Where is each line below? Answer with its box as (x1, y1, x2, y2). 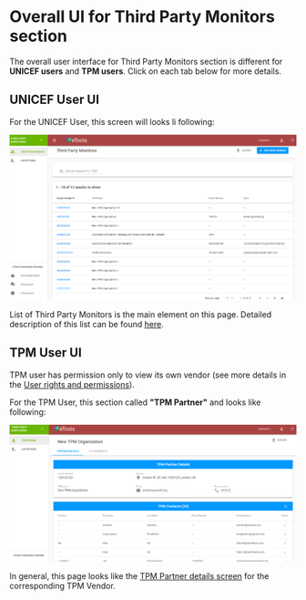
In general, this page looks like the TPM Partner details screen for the (9, 571, 270, 582)
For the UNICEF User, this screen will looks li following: (9, 116, 216, 127)
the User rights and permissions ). (9, 378, 135, 389)
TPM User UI (9, 345, 82, 361)
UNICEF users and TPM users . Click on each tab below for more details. (9, 66, 282, 77)
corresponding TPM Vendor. (9, 581, 116, 592)
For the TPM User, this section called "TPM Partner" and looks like (9, 397, 261, 408)
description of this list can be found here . (9, 318, 164, 329)
